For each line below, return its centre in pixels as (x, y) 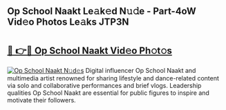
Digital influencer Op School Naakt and (141, 70)
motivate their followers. (41, 100)
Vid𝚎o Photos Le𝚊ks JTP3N (68, 22)
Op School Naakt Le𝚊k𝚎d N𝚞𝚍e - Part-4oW (102, 11)
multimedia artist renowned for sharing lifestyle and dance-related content (113, 78)
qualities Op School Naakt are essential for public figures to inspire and (108, 93)
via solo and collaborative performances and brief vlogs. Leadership (104, 86)
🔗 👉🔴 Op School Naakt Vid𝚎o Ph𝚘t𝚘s (90, 51)
